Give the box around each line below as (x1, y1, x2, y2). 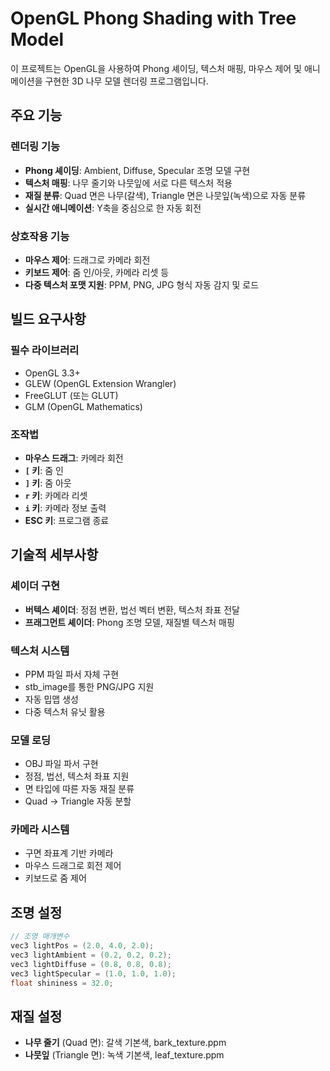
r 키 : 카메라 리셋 (24, 489, 88, 501)
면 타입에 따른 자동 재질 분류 (24, 783, 135, 795)
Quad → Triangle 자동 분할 (24, 795, 132, 807)
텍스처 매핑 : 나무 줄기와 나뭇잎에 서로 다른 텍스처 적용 (24, 177, 233, 189)
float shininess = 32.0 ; (10, 978, 114, 988)
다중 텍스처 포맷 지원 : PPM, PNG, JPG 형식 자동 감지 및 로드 (24, 278, 260, 291)
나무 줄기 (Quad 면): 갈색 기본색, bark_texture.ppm (24, 1037, 227, 1049)
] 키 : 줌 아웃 (24, 477, 72, 489)
